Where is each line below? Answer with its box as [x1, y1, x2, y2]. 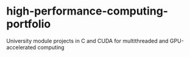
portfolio [6, 17, 51, 31]
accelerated [6, 44, 37, 51]
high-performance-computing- [6, 4, 169, 18]
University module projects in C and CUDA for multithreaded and [6, 37, 169, 44]
